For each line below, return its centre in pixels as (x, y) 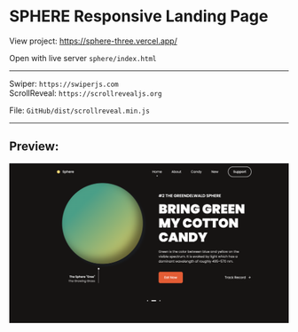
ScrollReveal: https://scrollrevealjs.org (86, 93)
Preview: (34, 147)
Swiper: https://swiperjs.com (64, 83)
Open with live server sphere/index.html (83, 58)
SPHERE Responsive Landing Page (139, 16)
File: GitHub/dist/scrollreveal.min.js (80, 110)
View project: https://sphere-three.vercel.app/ (93, 41)
